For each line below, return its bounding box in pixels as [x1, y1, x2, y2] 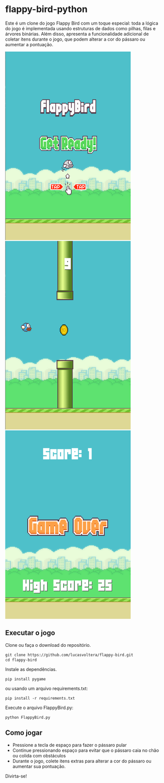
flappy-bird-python [5, 4, 88, 15]
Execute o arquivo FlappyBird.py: [5, 705, 74, 711]
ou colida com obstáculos [12, 752, 66, 758]
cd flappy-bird [5, 657, 37, 662]
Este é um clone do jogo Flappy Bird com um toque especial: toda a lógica [5, 20, 158, 26]
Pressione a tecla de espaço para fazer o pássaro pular [12, 742, 127, 748]
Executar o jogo [5, 629, 55, 637]
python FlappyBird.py [5, 715, 51, 720]
